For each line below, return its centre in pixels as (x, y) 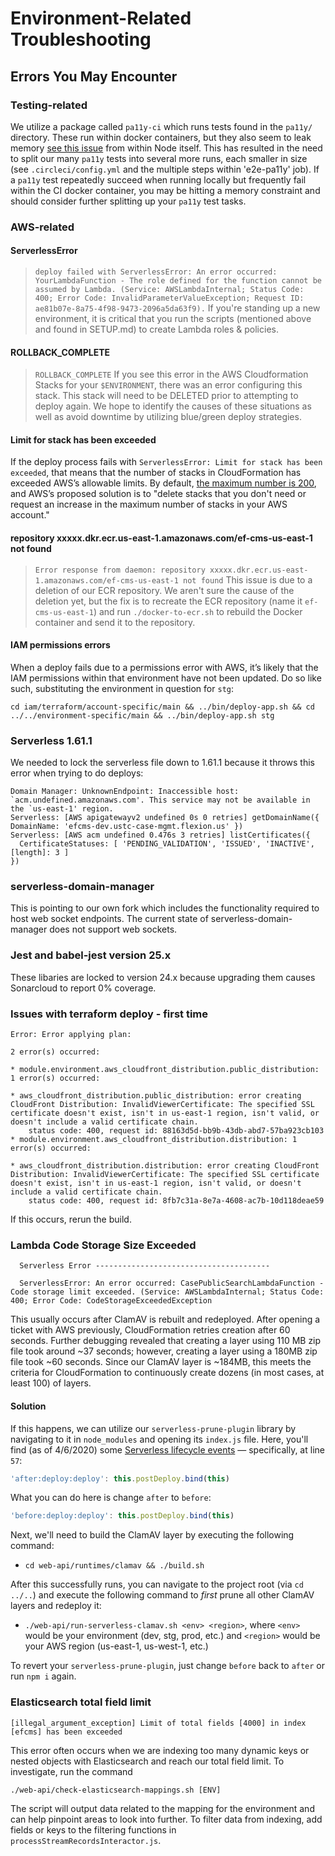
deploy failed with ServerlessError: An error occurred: (156, 272)
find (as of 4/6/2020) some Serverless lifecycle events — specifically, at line (167, 1449)
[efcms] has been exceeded (66, 1732)
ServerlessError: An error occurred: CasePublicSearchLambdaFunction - (172, 1283)
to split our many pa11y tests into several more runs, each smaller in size (159, 158)
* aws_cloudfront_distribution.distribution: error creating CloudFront (165, 1166)
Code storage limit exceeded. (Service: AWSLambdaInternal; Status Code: (167, 1292)
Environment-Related (101, 18)
